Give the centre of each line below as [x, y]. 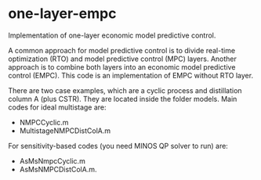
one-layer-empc [62, 14]
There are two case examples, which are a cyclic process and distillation [125, 90]
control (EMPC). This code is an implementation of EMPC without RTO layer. [130, 75]
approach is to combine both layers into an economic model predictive [122, 67]
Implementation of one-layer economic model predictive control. [112, 35]
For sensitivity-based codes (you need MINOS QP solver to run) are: [118, 146]
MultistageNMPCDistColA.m [65, 131]
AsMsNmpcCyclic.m [53, 160]
